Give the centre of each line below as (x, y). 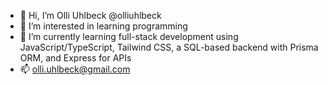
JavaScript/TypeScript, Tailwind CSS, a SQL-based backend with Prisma (169, 47)
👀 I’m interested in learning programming (103, 26)
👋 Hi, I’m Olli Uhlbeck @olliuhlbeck (90, 15)
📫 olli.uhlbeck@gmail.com (75, 69)
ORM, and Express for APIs (75, 58)
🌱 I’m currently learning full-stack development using (129, 36)
